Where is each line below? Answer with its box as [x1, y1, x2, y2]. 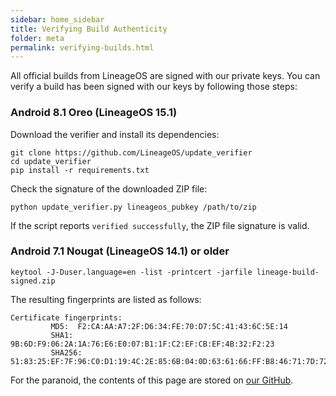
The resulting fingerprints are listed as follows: [10, 293, 202, 305]
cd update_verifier [10, 156, 92, 166]
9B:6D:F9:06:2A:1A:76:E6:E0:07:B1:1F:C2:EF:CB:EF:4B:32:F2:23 [10, 339, 275, 349]
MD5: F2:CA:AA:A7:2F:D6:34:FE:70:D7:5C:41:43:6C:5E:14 [50, 321, 288, 331]
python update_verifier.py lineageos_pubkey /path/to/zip [10, 202, 257, 212]
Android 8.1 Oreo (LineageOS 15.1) [10, 106, 178, 120]
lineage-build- [256, 267, 320, 277]
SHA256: [50, 347, 83, 358]
